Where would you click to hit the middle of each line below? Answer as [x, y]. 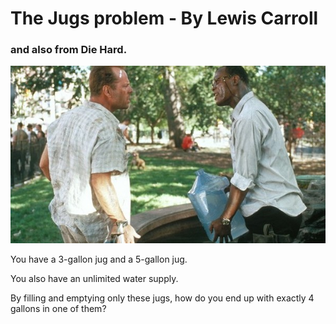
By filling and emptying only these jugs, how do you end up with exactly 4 [162, 298]
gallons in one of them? [58, 309]
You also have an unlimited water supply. [94, 279]
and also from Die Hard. [69, 50]
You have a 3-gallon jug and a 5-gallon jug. [99, 259]
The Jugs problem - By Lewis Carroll [164, 18]
